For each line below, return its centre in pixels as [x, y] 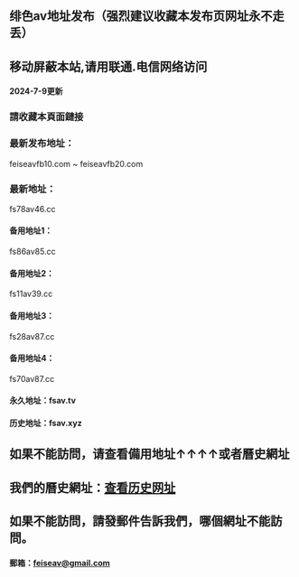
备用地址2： [32, 273]
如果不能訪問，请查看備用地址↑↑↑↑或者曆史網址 [150, 454]
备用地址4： [32, 358]
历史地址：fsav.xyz [46, 423]
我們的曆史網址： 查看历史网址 [93, 487]
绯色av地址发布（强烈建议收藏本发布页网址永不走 [147, 16]
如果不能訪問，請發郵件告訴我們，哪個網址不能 [140, 521]
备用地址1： [31, 231]
